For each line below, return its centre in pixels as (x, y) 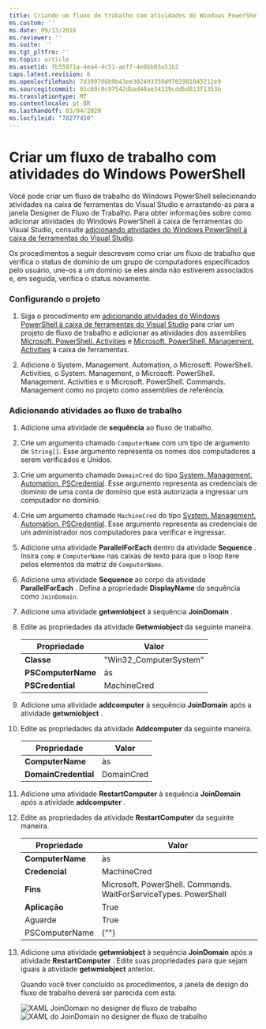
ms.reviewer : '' (36, 38)
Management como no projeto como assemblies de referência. (122, 390)
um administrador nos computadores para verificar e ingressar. (123, 532)
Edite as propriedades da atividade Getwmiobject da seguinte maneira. (137, 627)
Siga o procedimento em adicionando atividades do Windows (120, 316)
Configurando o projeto (55, 299)
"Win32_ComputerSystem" (154, 660)
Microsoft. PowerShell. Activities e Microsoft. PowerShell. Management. (137, 341)
